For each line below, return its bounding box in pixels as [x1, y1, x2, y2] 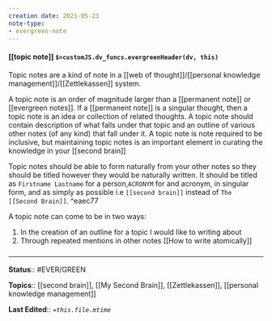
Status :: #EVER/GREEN [8, 264, 87, 274]
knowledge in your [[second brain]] [8, 146, 126, 155]
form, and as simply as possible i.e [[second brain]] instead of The [8, 187, 232, 196]
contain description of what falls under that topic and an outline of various [8, 120, 256, 129]
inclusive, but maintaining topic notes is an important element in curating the [8, 137, 263, 146]
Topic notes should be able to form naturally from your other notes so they [8, 161, 257, 171]
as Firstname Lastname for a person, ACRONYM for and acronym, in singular [8, 179, 249, 188]
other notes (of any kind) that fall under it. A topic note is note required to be [8, 129, 263, 138]
